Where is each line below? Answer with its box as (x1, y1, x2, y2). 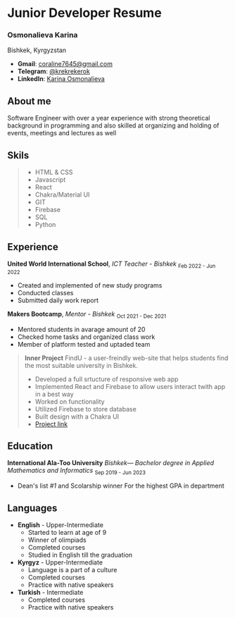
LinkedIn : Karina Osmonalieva (17, 75, 106, 83)
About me (7, 95, 51, 107)
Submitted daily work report (17, 296, 99, 304)
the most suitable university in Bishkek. (24, 361, 139, 369)
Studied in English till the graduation (27, 550, 133, 559)
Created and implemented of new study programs (17, 280, 163, 290)
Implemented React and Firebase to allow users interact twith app (34, 382, 226, 390)
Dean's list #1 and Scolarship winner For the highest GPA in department (17, 481, 225, 490)
